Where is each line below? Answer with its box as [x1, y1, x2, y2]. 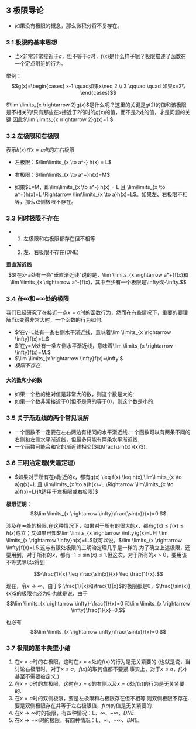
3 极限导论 [6, 5, 44, 16]
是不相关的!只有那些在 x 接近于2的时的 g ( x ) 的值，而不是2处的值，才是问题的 [6, 109, 185, 116]
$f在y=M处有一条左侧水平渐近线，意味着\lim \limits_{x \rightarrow [14, 342, 173, 349]
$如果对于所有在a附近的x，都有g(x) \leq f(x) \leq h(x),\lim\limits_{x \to [14, 473, 183, 480]
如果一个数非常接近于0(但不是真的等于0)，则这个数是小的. [14, 398, 155, 405]
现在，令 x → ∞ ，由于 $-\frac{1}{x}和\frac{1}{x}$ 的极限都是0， [6, 582, 156, 589]
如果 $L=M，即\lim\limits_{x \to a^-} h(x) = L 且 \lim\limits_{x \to [14, 184, 166, 191]
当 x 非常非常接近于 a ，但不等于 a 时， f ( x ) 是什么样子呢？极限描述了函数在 [14, 53, 186, 60]
